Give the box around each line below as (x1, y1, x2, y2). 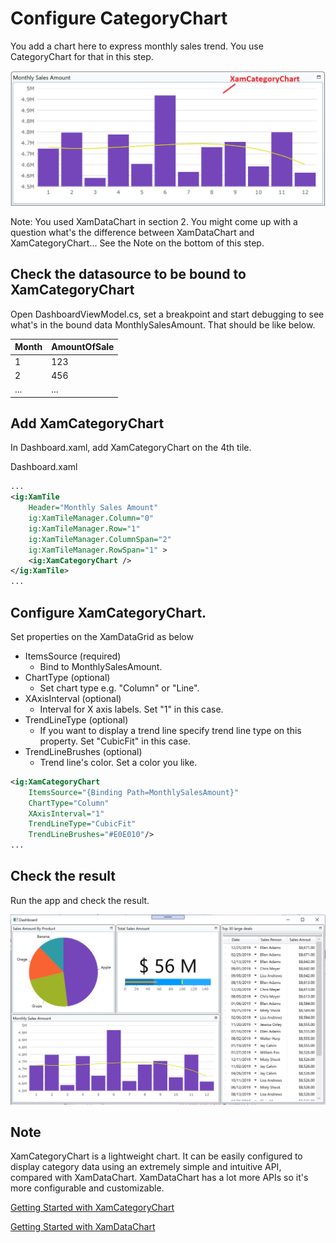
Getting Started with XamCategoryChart (10, 1202, 175, 1214)
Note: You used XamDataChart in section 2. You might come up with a (10, 216, 298, 227)
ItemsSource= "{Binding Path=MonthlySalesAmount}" (28, 787, 240, 797)
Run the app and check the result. (10, 894, 150, 906)
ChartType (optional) (24, 671, 111, 683)
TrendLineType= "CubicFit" (28, 819, 137, 829)
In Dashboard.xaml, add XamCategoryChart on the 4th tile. (10, 442, 252, 454)
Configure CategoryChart (10, 7, 228, 30)
